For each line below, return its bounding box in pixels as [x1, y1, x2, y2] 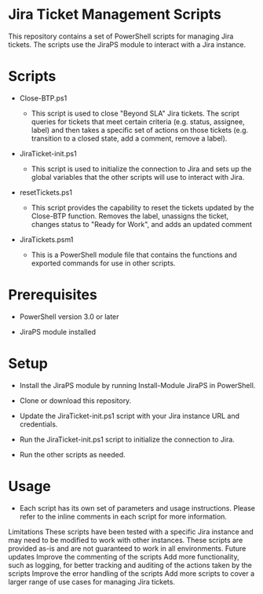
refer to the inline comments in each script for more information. [19, 511, 228, 521]
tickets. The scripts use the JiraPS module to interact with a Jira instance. [8, 39, 246, 49]
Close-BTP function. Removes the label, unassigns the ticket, [31, 211, 229, 221]
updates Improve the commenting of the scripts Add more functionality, [8, 552, 239, 561]
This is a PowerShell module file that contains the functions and [31, 250, 237, 259]
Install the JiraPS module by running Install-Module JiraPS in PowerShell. [19, 380, 256, 390]
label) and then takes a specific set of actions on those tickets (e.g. [31, 125, 249, 134]
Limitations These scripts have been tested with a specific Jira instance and [8, 526, 254, 536]
